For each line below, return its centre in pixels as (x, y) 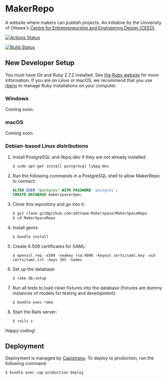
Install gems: (25, 228)
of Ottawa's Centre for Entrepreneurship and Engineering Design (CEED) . (80, 27)
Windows (17, 98)
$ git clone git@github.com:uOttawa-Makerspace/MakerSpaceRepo (80, 213)
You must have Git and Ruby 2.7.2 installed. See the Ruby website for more (82, 75)
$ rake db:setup (29, 278)
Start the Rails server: (35, 312)
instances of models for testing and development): (64, 293)
